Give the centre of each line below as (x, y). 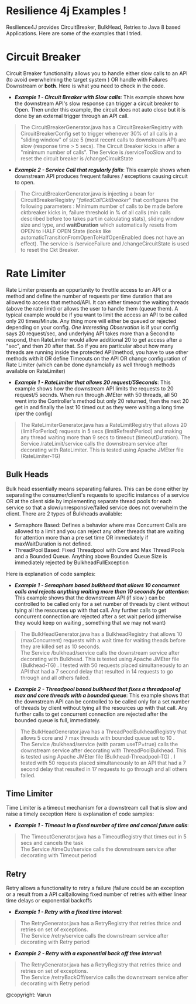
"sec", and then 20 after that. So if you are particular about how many (90, 346)
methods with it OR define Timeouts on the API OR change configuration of (97, 358)
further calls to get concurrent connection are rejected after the (91, 714)
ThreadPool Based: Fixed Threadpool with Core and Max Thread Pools (100, 550)
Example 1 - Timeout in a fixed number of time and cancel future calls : (102, 826)
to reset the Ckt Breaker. (50, 250)
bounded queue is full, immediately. (58, 720)
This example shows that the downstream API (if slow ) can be (90, 598)
